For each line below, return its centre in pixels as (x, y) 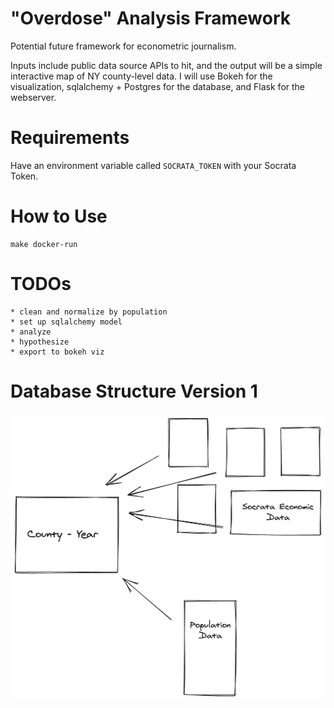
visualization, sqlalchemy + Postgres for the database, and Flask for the (158, 86)
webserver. (33, 97)
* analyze (31, 332)
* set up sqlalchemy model (66, 322)
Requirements (70, 138)
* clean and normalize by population (89, 312)
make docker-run (44, 244)
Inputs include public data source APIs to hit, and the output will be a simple (166, 65)
